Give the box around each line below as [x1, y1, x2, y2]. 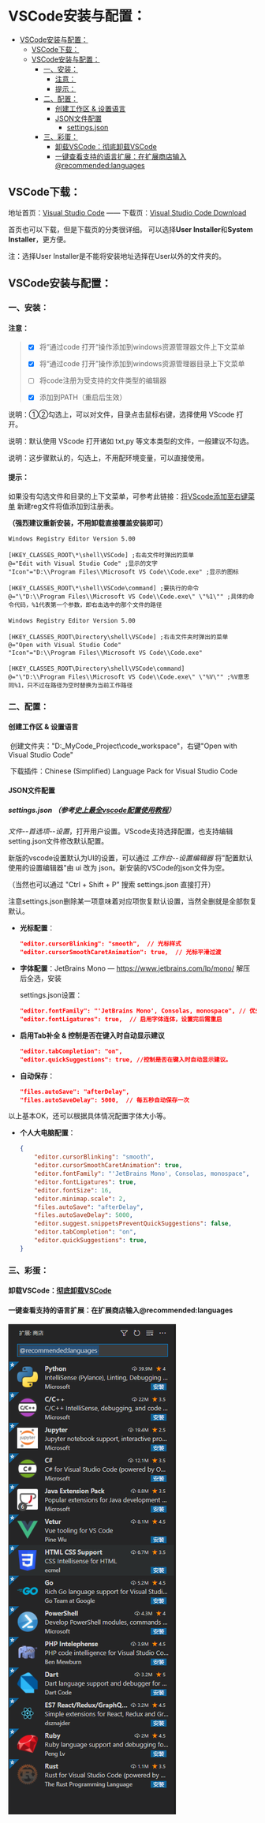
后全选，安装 [19, 974, 62, 983]
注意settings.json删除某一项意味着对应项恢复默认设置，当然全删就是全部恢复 [8, 897, 257, 906]
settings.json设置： [19, 990, 83, 1000]
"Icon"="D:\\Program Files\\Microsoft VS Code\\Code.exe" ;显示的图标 [8, 567, 239, 576]
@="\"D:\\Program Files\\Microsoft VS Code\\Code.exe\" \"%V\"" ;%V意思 [8, 672, 250, 681]
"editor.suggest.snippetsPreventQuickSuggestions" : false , [34, 1220, 233, 1228]
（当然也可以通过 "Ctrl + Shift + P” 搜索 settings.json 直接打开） [8, 880, 215, 889]
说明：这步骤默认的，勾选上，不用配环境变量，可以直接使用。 [8, 453, 209, 462]
